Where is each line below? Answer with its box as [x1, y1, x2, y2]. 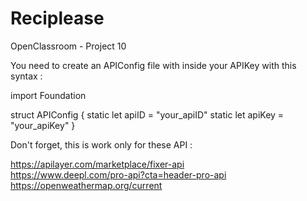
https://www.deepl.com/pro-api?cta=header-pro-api [10, 168, 227, 181]
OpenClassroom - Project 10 [10, 40, 127, 52]
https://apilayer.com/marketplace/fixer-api [10, 158, 185, 170]
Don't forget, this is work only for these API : [10, 138, 193, 151]
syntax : [10, 70, 43, 82]
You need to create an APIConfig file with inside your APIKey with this [10, 59, 297, 71]
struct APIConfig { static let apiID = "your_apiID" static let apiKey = [10, 108, 285, 121]
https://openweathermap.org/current [10, 179, 163, 191]
